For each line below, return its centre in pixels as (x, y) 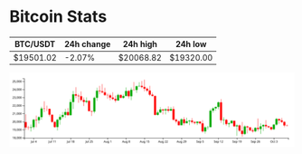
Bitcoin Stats (58, 17)
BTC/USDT (35, 44)
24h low (191, 44)
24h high (140, 44)
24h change (88, 44)
